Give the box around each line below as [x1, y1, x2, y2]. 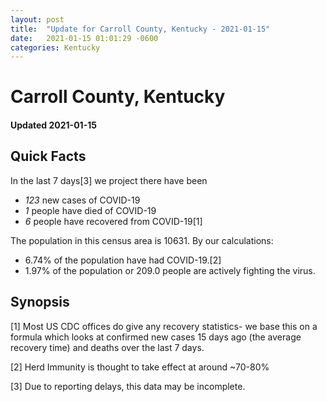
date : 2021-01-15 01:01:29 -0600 [10, 33, 159, 43]
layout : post [10, 14, 65, 25]
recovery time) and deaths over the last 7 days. [10, 341, 205, 353]
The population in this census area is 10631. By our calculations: [10, 234, 274, 246]
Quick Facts [10, 148, 87, 165]
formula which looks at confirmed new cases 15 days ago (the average [10, 331, 302, 343]
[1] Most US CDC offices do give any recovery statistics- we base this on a [10, 320, 318, 332]
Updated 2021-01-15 [10, 119, 97, 131]
